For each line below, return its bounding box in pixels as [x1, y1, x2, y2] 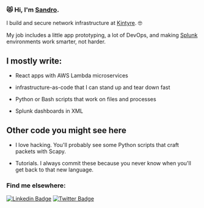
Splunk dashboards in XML [15, 107, 84, 115]
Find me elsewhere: [6, 181, 66, 190]
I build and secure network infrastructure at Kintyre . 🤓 [6, 20, 142, 27]
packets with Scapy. [15, 148, 66, 155]
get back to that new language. [15, 166, 93, 173]
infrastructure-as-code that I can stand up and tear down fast [15, 84, 170, 91]
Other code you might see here [6, 125, 126, 135]
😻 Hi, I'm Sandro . [6, 5, 59, 14]
